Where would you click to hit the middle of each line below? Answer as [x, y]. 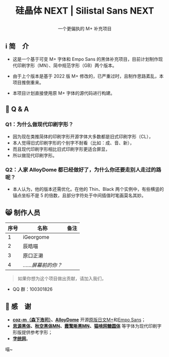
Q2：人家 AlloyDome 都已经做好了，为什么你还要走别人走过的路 [83, 170]
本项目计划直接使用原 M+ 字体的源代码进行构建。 [64, 93]
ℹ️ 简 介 [17, 46]
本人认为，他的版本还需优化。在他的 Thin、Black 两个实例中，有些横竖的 [88, 189]
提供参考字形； [37, 332]
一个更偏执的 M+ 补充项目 [85, 29]
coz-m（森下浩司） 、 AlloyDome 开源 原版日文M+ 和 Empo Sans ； [79, 319]
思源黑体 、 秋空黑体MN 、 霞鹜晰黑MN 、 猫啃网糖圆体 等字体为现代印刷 [85, 326]
